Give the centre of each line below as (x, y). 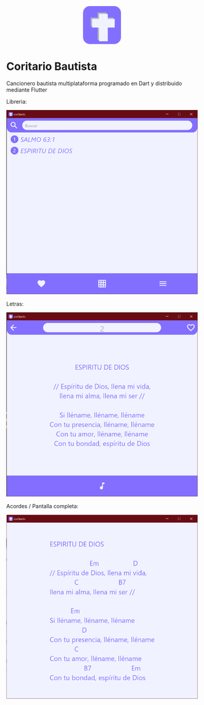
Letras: (15, 304)
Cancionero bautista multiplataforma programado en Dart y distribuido (94, 83)
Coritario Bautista (52, 66)
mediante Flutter (27, 90)
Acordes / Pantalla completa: (42, 506)
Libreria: (17, 101)
